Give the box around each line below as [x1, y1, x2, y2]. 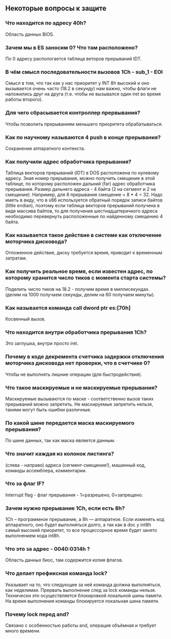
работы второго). [5, 96, 43, 103]
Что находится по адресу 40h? [5, 19, 87, 27]
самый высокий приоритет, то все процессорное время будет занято [5, 527, 157, 533]
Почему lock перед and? [5, 610, 69, 617]
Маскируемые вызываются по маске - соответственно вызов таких [5, 395, 154, 402]
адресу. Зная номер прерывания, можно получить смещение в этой [5, 175, 155, 182]
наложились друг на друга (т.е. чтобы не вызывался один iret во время [5, 91, 161, 97]
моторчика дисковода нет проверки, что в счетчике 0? [5, 360, 151, 367]
